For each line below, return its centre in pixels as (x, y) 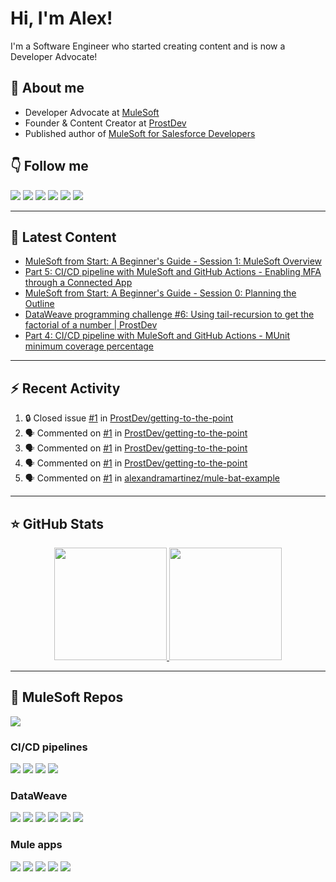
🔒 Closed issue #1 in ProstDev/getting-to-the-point (129, 418)
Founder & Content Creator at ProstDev (105, 123)
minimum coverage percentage (89, 346)
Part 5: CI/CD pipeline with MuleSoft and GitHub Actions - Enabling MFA (173, 272)
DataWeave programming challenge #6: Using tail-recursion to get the (169, 314)
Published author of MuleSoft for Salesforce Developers (140, 133)
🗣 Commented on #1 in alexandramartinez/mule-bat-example (152, 478)
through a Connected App (78, 283)
